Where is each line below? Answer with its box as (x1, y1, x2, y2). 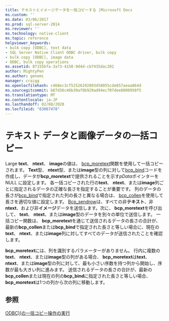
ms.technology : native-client (5, 31, 69, 36)
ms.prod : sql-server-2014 (5, 21, 60, 27)
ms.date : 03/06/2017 (5, 17, 49, 22)
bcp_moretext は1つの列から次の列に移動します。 (5, 279, 108, 285)
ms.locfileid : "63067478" (5, 107, 60, 112)
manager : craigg (5, 78, 39, 83)
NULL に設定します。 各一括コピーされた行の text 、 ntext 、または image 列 (5, 179, 159, 185)
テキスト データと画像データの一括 (5, 130, 149, 142)
